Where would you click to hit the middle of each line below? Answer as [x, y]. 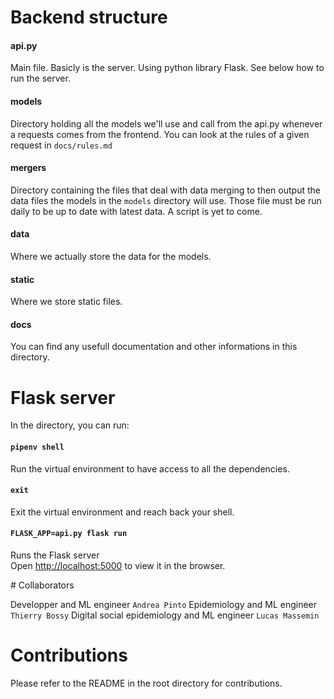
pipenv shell [37, 447]
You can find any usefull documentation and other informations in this [154, 347]
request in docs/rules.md [61, 145]
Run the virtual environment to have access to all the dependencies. [150, 468]
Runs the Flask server [55, 555]
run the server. [40, 78]
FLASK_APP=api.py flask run [69, 534]
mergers [28, 168]
